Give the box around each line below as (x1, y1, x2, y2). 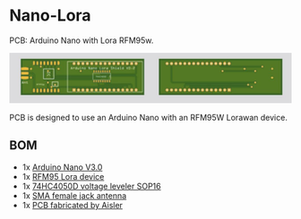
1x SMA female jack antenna (21, 190, 127, 201)
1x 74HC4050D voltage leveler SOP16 (21, 181, 161, 191)
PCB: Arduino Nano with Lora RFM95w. (9, 35, 154, 46)
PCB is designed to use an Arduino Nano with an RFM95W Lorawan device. (9, 113, 288, 122)
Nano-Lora (9, 5, 91, 26)
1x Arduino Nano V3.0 (21, 162, 103, 173)
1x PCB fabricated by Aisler (21, 199, 124, 210)
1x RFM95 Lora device (21, 171, 105, 181)
